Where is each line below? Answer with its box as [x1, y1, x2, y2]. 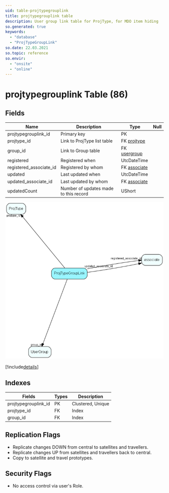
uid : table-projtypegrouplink [5, 8, 69, 13]
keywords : [5, 29, 26, 35]
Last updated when [60, 171, 101, 177]
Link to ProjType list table [60, 138, 113, 144]
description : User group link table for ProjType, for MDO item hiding [5, 19, 158, 24]
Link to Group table [60, 148, 100, 154]
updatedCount [7, 188, 38, 194]
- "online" [10, 66, 33, 72]
